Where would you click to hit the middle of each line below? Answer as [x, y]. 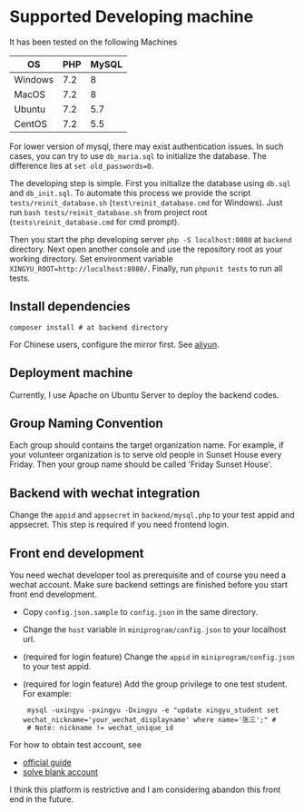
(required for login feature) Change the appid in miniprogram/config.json [158, 657]
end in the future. [42, 799]
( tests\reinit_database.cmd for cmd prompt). [94, 222]
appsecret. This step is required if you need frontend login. [119, 525]
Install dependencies [70, 307]
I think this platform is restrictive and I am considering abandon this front [145, 789]
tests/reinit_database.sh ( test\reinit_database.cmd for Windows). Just [146, 203]
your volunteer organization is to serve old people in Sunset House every [146, 455]
